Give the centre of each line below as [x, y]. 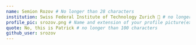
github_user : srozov [31, 33]
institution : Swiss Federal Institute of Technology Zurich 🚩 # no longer [99, 17]
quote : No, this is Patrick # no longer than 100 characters [82, 28]
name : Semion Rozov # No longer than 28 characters [70, 11]
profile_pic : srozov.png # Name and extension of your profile [85, 22]
